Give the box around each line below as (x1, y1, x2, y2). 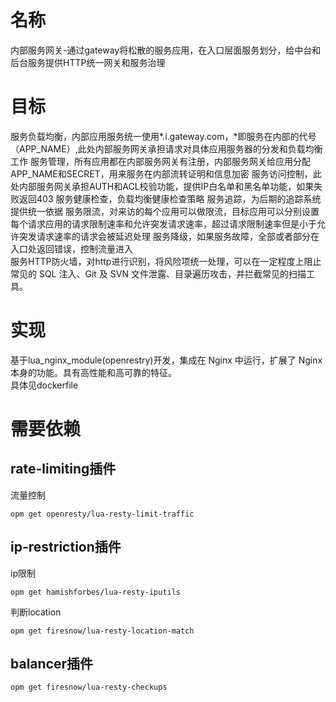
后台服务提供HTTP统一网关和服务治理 (10, 56, 166, 68)
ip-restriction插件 (10, 539, 122, 556)
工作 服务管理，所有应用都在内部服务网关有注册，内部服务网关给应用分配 (10, 155, 311, 167)
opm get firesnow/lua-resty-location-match (10, 626, 195, 636)
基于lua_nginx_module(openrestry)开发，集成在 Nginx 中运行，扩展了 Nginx (10, 354, 323, 366)
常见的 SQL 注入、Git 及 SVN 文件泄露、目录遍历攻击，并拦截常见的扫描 (10, 267, 307, 280)
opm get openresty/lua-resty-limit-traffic (10, 509, 195, 519)
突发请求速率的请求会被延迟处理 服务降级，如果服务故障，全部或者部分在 (18, 230, 320, 242)
